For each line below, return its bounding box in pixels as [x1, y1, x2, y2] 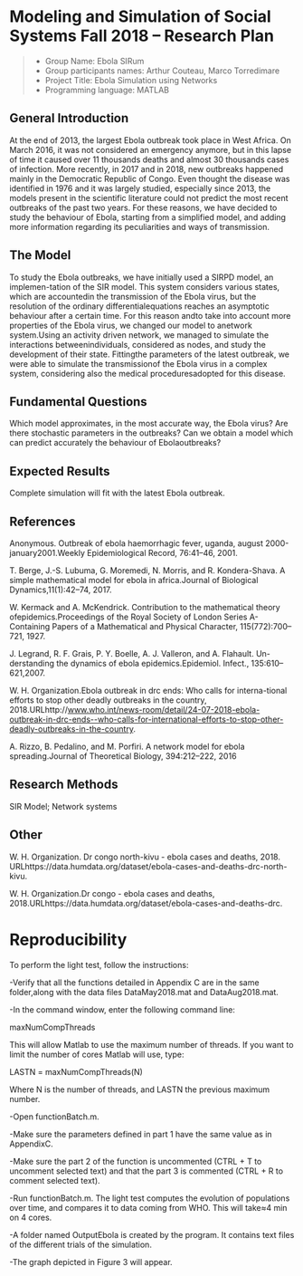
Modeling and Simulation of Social [9, 6, 271, 27]
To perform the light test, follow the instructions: [9, 959, 189, 970]
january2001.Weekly [9, 548, 86, 558]
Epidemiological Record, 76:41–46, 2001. [87, 548, 238, 558]
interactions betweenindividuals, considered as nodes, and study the [9, 339, 267, 350]
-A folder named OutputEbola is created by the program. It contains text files [9, 1229, 295, 1240]
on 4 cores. [9, 1212, 52, 1223]
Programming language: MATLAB [44, 84, 170, 95]
